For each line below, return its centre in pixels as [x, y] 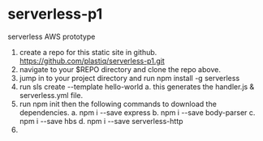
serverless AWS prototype [52, 36]
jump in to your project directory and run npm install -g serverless [129, 78]
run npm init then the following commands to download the [118, 104]
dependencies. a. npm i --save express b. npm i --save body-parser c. [137, 112]
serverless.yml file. [51, 95]
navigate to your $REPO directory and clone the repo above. [120, 69]
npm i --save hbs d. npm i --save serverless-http [101, 121]
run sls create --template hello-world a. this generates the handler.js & [137, 87]
